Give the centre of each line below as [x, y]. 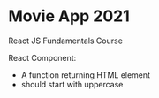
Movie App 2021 [69, 16]
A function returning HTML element [86, 75]
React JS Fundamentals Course [65, 41]
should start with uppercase [72, 84]
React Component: [42, 57]
